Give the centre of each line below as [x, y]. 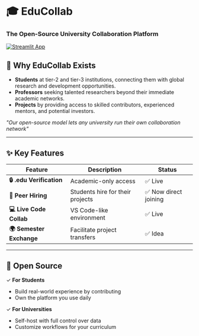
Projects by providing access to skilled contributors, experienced [94, 105]
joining [154, 199]
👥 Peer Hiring [28, 196]
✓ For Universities [29, 309]
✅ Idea [154, 233]
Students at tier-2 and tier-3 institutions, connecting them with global [99, 80]
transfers [83, 237]
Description [105, 170]
